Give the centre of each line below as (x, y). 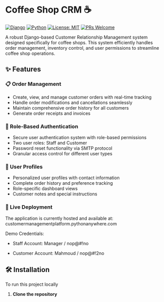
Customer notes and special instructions (55, 194)
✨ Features (23, 69)
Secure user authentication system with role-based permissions (79, 137)
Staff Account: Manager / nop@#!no (51, 243)
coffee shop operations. (30, 53)
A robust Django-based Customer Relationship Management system (77, 37)
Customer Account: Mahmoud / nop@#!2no (58, 253)
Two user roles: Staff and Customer (50, 143)
